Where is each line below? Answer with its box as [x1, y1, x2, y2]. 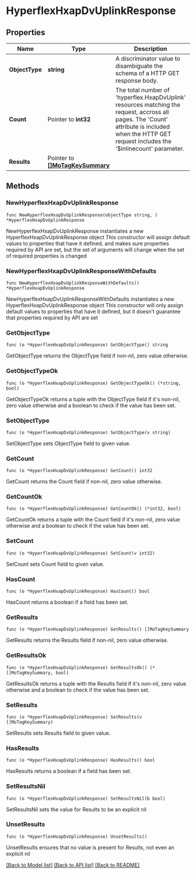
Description [134, 45, 167, 53]
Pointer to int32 [47, 115, 91, 123]
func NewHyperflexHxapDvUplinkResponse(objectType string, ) [6, 212, 158, 218]
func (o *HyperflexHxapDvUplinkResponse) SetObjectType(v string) [6, 429, 171, 435]
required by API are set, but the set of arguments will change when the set [6, 246, 185, 253]
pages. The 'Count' [115, 115, 168, 123]
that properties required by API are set [6, 314, 98, 321]
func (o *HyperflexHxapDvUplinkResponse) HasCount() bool [6, 589, 150, 594]
